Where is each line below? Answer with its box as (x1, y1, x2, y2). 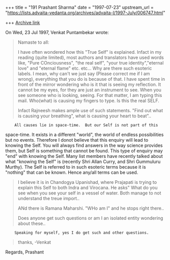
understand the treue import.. (17, 196, 80, 201)
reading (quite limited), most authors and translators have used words (17, 54, 164, 60)
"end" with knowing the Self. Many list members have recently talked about (5, 153, 163, 159)
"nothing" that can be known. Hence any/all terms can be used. (5, 170, 138, 175)
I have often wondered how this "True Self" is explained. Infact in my (17, 49, 162, 55)
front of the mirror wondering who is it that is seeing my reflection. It (17, 81, 161, 87)
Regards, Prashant (5, 249, 44, 255)
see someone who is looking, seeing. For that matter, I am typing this (17, 92, 162, 98)
